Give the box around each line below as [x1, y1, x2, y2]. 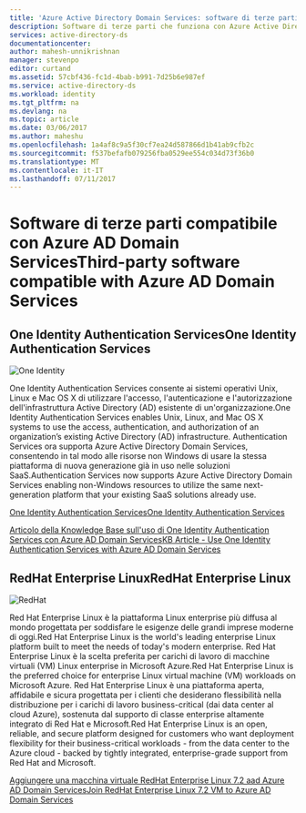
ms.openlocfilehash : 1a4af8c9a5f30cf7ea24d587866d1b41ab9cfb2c [9, 140, 255, 149]
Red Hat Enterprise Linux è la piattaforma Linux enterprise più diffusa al [9, 612, 278, 624]
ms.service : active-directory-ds [9, 81, 137, 90]
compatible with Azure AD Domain [9, 271, 275, 292]
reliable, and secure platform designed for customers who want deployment [9, 728, 294, 739]
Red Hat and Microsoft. [9, 757, 97, 768]
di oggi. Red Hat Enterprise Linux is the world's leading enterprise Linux [9, 632, 276, 643]
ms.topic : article [9, 115, 79, 124]
